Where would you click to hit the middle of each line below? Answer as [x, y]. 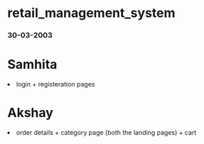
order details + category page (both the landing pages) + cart [107, 132]
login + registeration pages [56, 84]
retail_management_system [91, 13]
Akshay [30, 113]
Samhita [32, 65]
